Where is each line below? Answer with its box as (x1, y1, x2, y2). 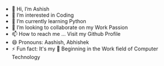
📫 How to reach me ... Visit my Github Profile (11, 31, 121, 37)
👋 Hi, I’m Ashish (11, 6, 50, 12)
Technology (11, 54, 41, 60)
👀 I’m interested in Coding (11, 12, 74, 19)
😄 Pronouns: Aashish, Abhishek (11, 39, 89, 46)
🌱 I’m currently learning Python (11, 18, 86, 24)
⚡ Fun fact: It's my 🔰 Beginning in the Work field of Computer (11, 45, 159, 52)
